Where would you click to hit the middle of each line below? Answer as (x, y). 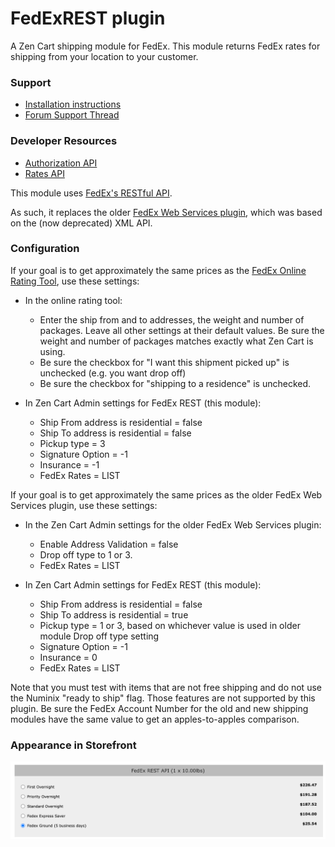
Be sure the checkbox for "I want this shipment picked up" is (164, 362)
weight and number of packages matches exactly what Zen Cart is (176, 341)
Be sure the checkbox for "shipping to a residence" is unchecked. (175, 383)
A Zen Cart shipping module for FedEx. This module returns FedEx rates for (165, 46)
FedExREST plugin (88, 18)
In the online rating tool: (73, 300)
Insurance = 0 (68, 657)
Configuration (45, 249)
